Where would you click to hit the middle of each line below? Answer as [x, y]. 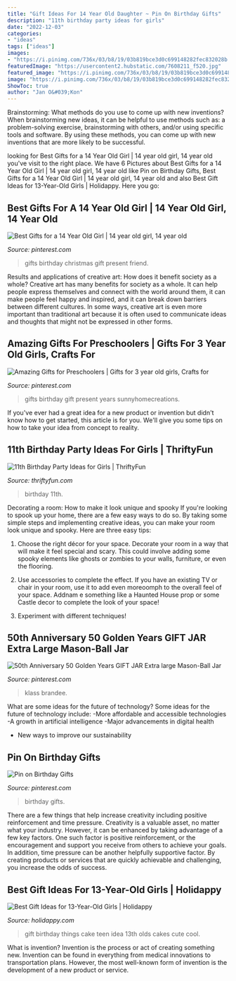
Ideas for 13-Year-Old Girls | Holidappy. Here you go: [83, 186]
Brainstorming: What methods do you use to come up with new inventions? [116, 113]
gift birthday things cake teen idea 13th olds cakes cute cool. [112, 934]
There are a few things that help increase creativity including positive [107, 815]
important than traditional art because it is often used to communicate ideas [117, 314]
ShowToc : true [28, 86]
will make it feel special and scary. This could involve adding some [114, 551]
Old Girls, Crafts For [52, 355]
